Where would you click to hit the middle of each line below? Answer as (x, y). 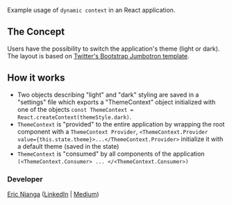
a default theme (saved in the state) (68, 146)
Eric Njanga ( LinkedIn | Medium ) (53, 194)
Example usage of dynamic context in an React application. (91, 10)
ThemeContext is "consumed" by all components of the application (111, 154)
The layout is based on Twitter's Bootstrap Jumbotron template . (98, 56)
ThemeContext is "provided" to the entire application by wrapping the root (121, 124)
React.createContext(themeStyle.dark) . (74, 117)
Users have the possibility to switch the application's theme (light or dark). (114, 49)
